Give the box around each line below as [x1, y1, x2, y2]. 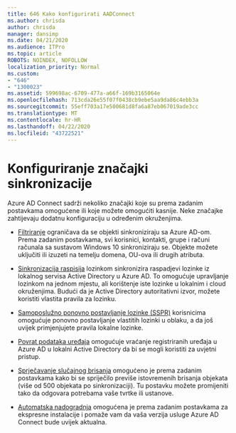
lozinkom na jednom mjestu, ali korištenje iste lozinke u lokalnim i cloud [17, 279, 226, 288]
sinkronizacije [7, 175, 92, 192]
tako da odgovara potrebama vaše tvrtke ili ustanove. [17, 389, 174, 397]
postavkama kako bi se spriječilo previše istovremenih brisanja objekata [17, 374, 228, 382]
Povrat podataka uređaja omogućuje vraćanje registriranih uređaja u [17, 338, 218, 346]
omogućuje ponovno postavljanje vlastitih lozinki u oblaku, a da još [17, 316, 213, 325]
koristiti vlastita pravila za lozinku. [17, 295, 117, 303]
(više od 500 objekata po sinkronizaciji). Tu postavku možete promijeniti [17, 382, 229, 390]
